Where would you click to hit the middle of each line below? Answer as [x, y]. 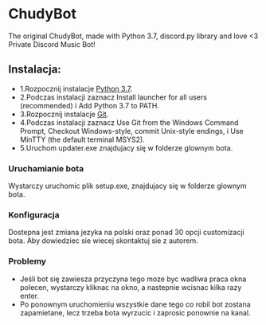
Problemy [27, 261]
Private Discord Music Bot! [52, 44]
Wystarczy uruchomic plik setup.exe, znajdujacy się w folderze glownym [127, 186]
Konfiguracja [34, 214]
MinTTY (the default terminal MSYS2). [82, 139]
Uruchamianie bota [46, 168]
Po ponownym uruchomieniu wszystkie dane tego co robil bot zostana [135, 304]
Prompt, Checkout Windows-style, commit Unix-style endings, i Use [132, 131]
